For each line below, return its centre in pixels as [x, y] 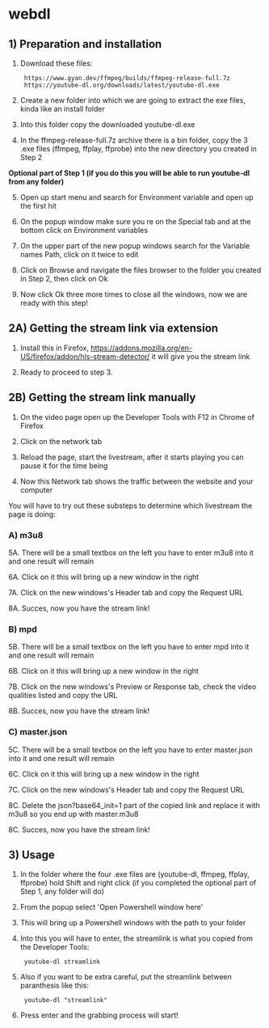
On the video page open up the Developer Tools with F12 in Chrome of [137, 417]
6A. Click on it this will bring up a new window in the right [104, 577]
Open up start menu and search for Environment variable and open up [137, 197]
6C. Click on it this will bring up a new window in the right [104, 774]
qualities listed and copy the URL [63, 696]
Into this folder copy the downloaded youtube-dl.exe [107, 125]
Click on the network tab [61, 441]
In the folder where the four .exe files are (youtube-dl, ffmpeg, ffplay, [135, 874]
